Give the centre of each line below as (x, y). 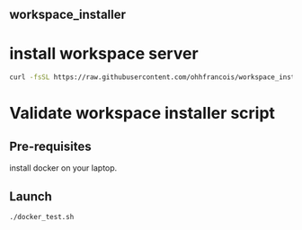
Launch (31, 196)
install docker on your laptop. (63, 168)
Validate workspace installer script (142, 114)
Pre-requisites (50, 146)
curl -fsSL (30, 77)
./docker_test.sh (42, 217)
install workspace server (104, 53)
